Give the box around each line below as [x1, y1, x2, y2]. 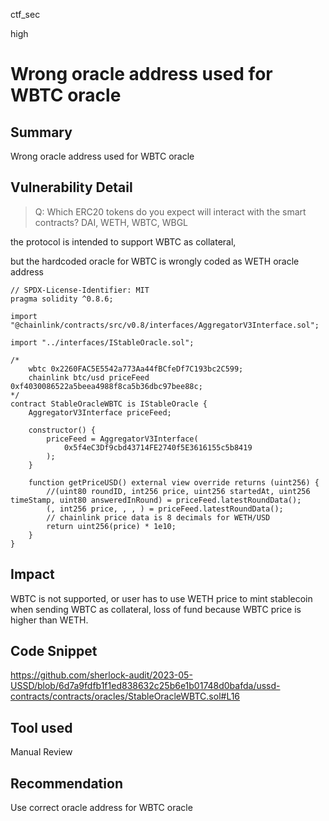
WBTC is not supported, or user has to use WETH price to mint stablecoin [10, 592, 313, 604]
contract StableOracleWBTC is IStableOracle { [10, 399, 208, 409]
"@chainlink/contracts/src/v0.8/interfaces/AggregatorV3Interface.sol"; [10, 320, 320, 330]
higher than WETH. [10, 614, 89, 626]
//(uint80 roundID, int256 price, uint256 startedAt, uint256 [46, 486, 311, 496]
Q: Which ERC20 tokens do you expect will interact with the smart [34, 205, 307, 218]
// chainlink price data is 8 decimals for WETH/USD [46, 512, 271, 523]
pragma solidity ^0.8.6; [10, 294, 114, 304]
